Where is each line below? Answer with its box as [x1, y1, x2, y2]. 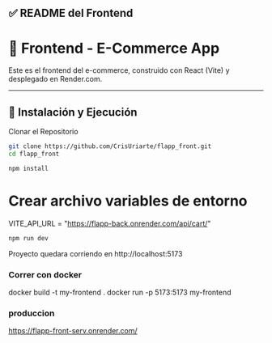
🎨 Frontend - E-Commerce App [8, 39, 220, 57]
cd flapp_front [8, 150, 60, 159]
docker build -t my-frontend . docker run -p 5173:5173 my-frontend [8, 287, 232, 297]
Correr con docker [8, 269, 83, 280]
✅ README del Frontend [8, 6, 134, 20]
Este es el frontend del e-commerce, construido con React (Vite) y [8, 66, 230, 75]
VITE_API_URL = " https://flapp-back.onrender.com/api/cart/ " [8, 218, 211, 228]
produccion [8, 307, 55, 319]
